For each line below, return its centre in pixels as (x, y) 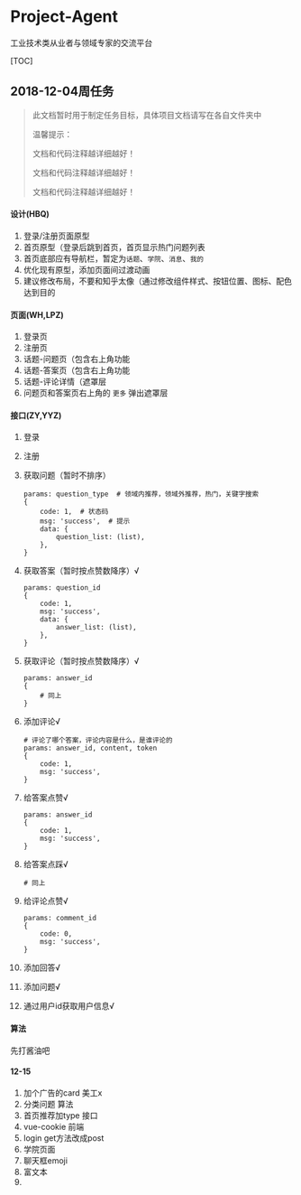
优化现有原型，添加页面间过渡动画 (87, 269)
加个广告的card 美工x (63, 1092)
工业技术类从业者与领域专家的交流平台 (81, 42)
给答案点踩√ (46, 864)
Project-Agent (64, 17)
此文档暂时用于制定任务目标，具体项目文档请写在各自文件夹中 (147, 115)
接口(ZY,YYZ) (36, 415)
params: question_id (62, 588)
